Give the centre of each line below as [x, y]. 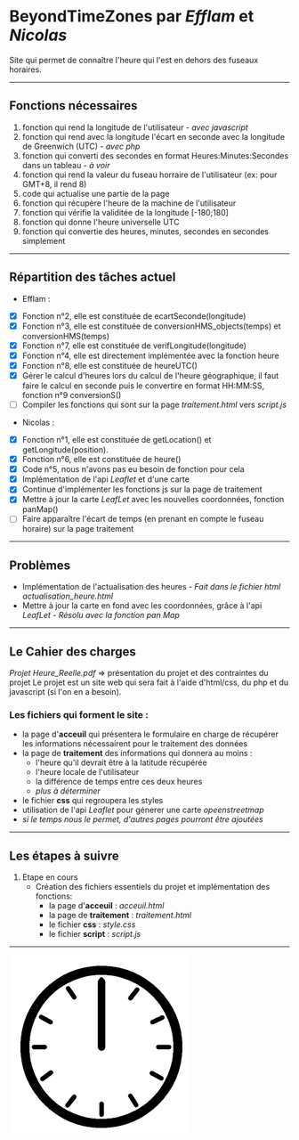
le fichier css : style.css [92, 924]
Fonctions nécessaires [73, 106]
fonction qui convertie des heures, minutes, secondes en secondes [145, 231]
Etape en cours [50, 877]
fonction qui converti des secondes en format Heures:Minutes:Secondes [155, 155]
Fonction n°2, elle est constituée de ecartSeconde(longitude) [134, 316]
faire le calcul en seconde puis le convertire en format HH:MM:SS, [143, 386]
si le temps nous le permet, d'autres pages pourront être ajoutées [143, 819]
